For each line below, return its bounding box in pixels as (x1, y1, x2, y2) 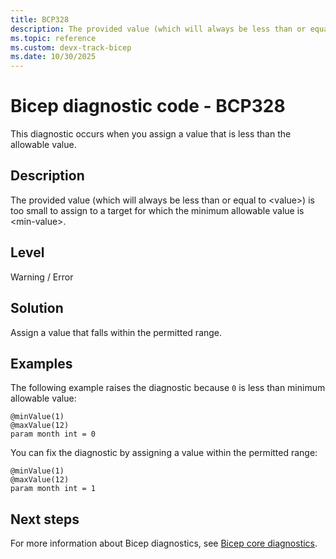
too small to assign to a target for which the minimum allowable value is (10, 204, 305, 216)
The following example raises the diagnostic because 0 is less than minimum (10, 382, 326, 394)
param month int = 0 (10, 429, 97, 440)
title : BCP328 (10, 14, 70, 25)
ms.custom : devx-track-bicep (10, 42, 132, 53)
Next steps (10, 511, 80, 528)
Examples (10, 355, 73, 372)
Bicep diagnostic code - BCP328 (10, 95, 286, 118)
